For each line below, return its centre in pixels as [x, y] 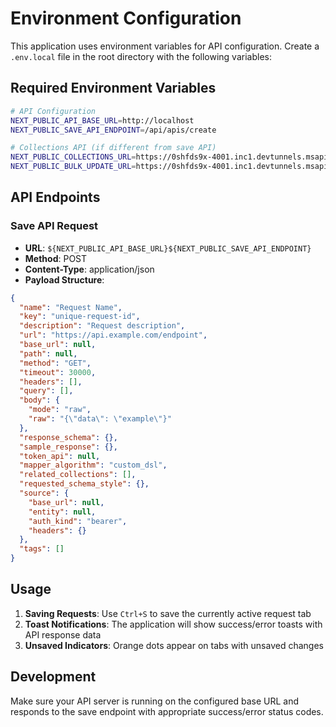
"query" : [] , [46, 391]
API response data [63, 634]
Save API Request [54, 226]
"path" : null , [48, 353]
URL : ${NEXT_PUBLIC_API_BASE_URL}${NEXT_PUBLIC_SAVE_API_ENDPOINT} [168, 248]
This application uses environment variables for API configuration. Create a [165, 46]
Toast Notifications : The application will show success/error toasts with [173, 624]
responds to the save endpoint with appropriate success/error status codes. [167, 711]
